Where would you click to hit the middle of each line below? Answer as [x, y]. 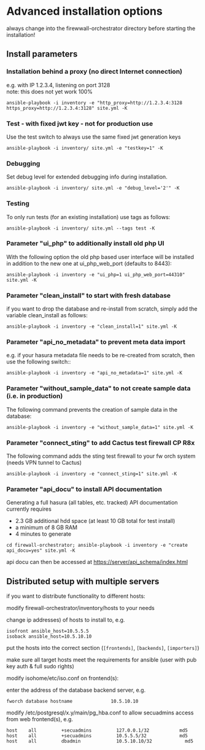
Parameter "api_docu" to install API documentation [84, 489]
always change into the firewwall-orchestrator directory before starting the [101, 28]
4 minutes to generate [43, 534]
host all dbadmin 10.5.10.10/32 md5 [100, 741]
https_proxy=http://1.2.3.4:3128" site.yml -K [67, 108]
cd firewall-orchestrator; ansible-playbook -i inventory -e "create [97, 545]
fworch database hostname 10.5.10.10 [72, 702]
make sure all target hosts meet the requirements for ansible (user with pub [102, 660]
